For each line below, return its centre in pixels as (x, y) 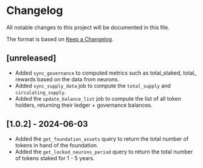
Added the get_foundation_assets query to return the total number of (102, 139)
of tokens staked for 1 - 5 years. (55, 158)
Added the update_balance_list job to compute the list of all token (98, 98)
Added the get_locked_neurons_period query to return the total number (104, 152)
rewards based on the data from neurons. (67, 79)
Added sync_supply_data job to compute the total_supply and (93, 86)
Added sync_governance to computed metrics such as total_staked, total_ (106, 73)
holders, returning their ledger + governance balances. (84, 105)
